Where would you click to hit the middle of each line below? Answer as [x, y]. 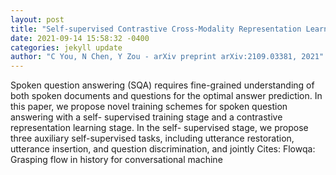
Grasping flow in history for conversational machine [116, 160]
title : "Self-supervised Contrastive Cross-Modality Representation [156, 29]
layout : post [37, 19]
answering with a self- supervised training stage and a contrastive [146, 117]
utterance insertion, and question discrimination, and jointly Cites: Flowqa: [163, 149]
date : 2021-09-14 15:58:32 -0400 [80, 38]
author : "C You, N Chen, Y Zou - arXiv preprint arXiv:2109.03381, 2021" [167, 57]
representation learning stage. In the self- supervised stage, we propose [159, 128]
